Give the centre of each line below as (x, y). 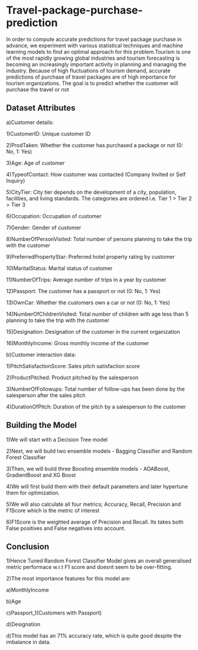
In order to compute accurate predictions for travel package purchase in (94, 39)
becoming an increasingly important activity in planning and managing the (96, 64)
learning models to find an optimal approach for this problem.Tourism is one (98, 51)
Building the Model (41, 425)
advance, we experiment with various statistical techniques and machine (95, 45)
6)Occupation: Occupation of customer (54, 216)
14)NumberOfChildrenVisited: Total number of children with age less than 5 (98, 314)
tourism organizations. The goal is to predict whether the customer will (92, 83)
